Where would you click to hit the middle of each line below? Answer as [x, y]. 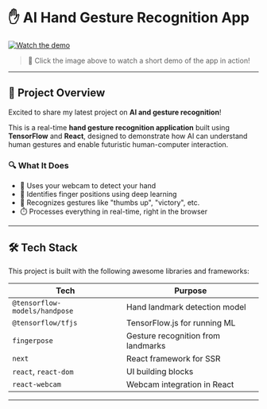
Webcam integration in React [180, 384]
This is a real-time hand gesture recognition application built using [119, 127]
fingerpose [33, 340]
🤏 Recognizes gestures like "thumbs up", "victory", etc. [110, 203]
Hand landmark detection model [186, 307]
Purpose [191, 291]
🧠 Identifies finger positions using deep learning [98, 195]
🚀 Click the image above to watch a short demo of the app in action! [139, 60]
